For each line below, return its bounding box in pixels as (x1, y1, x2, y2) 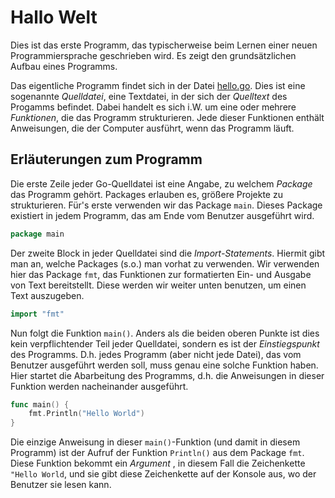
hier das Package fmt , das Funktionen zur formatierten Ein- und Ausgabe (10, 268, 312, 280)
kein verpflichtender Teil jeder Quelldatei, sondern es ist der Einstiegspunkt (10, 337, 320, 350)
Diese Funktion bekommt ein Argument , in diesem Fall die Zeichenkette (10, 457, 306, 470)
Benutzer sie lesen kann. (10, 479, 112, 491)
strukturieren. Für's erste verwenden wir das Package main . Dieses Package (10, 199, 323, 211)
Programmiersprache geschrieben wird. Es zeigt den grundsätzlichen (10, 49, 297, 61)
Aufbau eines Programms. (10, 60, 118, 72)
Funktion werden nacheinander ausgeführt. (10, 380, 189, 392)
